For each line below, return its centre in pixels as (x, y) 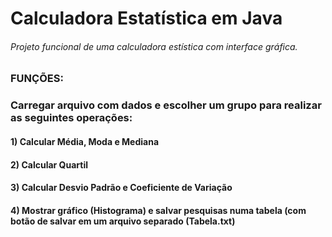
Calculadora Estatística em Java (146, 18)
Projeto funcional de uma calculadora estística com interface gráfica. (154, 46)
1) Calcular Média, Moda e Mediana (85, 141)
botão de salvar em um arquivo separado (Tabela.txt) (123, 221)
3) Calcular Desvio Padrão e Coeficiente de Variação (121, 188)
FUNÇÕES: (37, 79)
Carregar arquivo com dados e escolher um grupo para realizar (166, 105)
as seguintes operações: (71, 118)
